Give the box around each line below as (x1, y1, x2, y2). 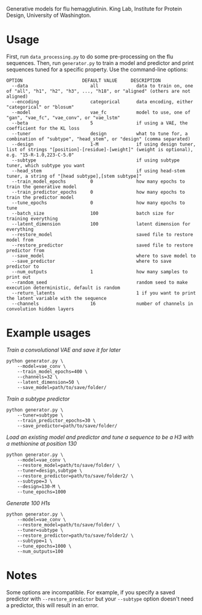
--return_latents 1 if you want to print (11, 290, 197, 296)
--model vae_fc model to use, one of (11, 109, 191, 115)
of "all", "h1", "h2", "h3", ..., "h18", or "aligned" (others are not (6, 88, 191, 94)
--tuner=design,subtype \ (17, 467, 83, 474)
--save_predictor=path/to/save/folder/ (17, 423, 118, 429)
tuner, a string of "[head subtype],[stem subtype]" (6, 173, 142, 179)
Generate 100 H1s (6, 499, 50, 506)
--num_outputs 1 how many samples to (11, 268, 188, 275)
